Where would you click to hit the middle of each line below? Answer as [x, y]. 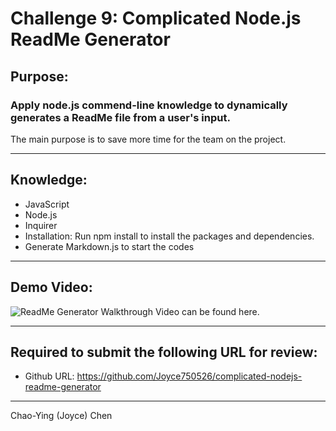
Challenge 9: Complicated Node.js [156, 18]
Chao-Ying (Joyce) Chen [61, 416]
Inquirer [41, 225]
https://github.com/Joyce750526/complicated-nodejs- [189, 376]
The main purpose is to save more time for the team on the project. [148, 139]
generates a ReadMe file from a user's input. [120, 117]
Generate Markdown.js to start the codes [109, 246]
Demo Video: [51, 287]
